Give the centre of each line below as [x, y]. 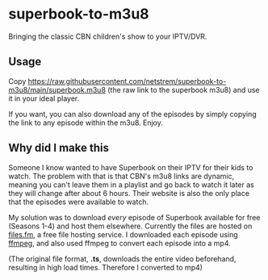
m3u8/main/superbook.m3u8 [57, 90]
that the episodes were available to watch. [79, 202]
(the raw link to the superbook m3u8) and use [184, 90]
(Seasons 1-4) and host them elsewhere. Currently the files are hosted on [130, 226]
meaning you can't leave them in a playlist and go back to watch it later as [131, 184]
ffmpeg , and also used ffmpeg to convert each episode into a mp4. [120, 243]
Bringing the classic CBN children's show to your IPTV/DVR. [108, 36]
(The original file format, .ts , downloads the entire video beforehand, [122, 258]
